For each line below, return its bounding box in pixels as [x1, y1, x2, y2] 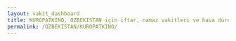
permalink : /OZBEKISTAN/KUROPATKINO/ [7, 23, 118, 30]
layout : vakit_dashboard [7, 10, 80, 17]
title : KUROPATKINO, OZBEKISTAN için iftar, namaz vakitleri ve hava [7, 17, 216, 24]
